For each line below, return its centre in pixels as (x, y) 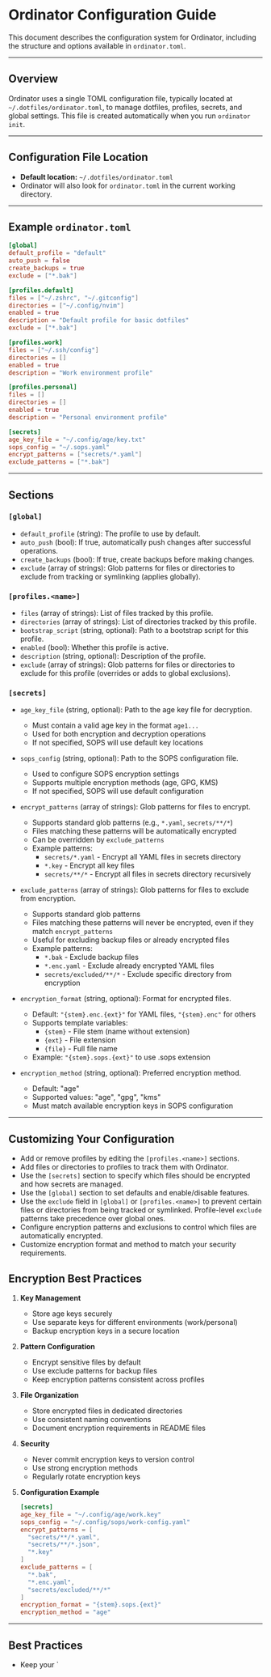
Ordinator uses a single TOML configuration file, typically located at (121, 98)
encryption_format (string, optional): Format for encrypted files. (125, 999)
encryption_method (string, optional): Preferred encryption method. (131, 1073)
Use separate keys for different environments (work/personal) (135, 1322)
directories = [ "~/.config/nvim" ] (67, 305)
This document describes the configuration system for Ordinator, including (132, 37)
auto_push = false (39, 261)
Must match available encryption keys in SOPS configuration (133, 1106)
